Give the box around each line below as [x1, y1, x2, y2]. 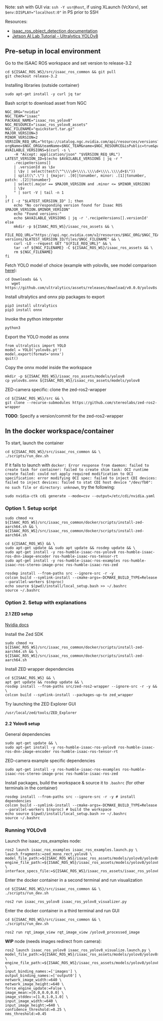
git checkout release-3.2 [5, 74, 57, 79]
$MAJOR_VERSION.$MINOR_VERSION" [5, 207, 70, 212]
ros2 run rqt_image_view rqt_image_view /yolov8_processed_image [5, 930, 140, 935]
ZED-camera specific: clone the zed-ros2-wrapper [5, 387, 107, 392]
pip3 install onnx [5, 308, 42, 312]
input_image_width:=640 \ [5, 999, 57, 1004]
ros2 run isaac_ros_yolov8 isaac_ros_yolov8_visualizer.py [5, 899, 127, 904]
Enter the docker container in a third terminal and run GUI [5, 908, 120, 913]
